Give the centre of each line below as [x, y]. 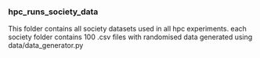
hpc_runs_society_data [53, 12]
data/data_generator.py [46, 45]
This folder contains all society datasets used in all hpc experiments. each [127, 29]
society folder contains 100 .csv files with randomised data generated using [130, 37]
